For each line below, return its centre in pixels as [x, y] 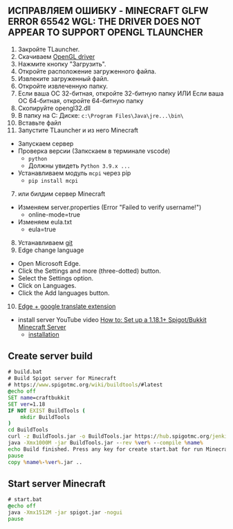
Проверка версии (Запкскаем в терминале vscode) [94, 151]
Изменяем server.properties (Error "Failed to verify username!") [110, 207]
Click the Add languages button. [64, 293]
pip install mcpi [53, 181]
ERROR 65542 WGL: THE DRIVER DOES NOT [104, 22]
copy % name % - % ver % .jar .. [45, 462]
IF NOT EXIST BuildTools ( [47, 411]
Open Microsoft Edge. [49, 263]
